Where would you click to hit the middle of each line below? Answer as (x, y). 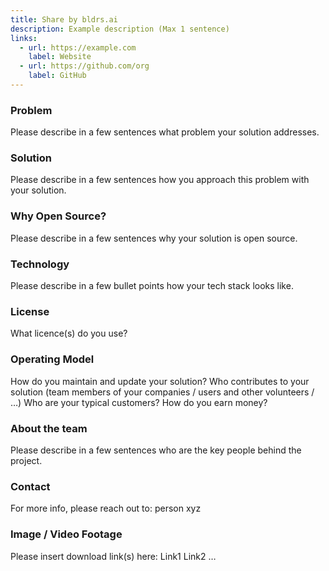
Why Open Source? (58, 216)
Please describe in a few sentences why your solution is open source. (154, 238)
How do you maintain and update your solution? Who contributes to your (160, 381)
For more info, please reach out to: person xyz (106, 508)
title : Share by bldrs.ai (64, 19)
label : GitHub (57, 76)
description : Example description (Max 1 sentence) (120, 29)
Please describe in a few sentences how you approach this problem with (160, 180)
